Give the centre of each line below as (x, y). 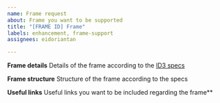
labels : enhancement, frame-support (60, 33)
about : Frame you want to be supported (65, 20)
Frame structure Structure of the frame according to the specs (97, 79)
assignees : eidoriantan (42, 40)
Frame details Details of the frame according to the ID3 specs (96, 65)
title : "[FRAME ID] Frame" (46, 26)
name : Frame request (37, 14)
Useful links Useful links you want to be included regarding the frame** (110, 93)
